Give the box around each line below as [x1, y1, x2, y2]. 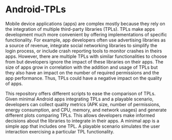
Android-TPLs [5, 4, 66, 15]
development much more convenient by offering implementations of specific [5, 31, 167, 37]
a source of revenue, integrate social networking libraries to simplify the [5, 42, 158, 48]
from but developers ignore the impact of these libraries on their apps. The [5, 58, 163, 65]
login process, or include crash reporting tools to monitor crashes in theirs [5, 48, 162, 54]
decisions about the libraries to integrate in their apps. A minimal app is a [5, 117, 160, 124]
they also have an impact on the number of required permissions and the [5, 69, 159, 75]
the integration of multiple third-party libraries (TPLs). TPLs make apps [5, 26, 155, 32]
